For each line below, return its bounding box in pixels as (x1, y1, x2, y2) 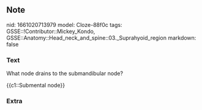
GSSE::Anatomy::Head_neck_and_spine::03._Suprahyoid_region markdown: (6, 34, 196, 42)
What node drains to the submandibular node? (6, 70, 124, 77)
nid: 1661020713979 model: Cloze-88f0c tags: (6, 21, 122, 28)
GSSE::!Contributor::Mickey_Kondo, (6, 28, 95, 35)
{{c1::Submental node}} (6, 82, 65, 89)
